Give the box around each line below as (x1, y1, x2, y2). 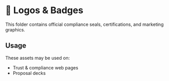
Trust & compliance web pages (12, 64, 78, 70)
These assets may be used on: (5, 55, 70, 61)
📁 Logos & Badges (5, 5, 83, 16)
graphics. (5, 26, 26, 32)
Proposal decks (12, 70, 46, 76)
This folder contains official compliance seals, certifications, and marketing (5, 21, 164, 27)
